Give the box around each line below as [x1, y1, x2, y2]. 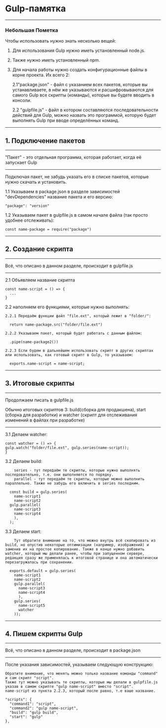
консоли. [12, 97, 32, 103]
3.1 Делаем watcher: [5, 431, 48, 437]
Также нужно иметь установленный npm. [12, 57, 100, 63]
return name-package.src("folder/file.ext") [9, 322, 103, 327]
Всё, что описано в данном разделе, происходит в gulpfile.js [5, 263, 133, 269]
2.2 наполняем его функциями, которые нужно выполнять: [5, 304, 130, 310]
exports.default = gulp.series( [9, 568, 77, 573]
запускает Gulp [5, 159, 38, 166]
